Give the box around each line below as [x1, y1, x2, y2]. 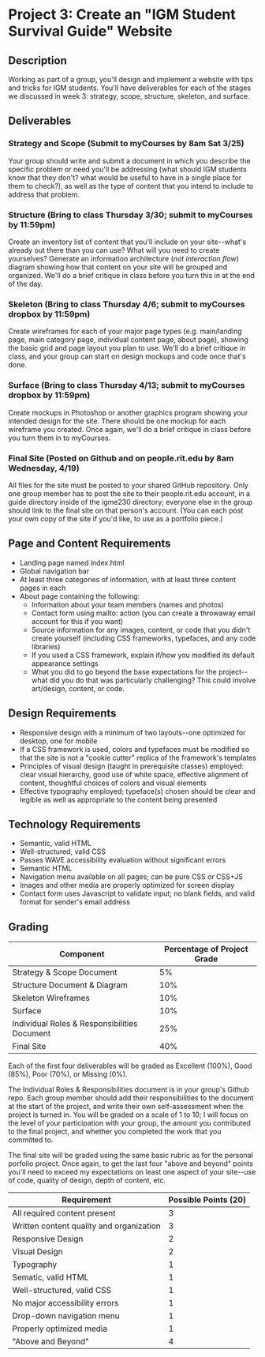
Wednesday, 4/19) [8, 462, 80, 473]
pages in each [19, 583, 66, 592]
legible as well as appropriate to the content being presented [19, 795, 218, 804]
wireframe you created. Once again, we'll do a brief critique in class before [8, 424, 252, 434]
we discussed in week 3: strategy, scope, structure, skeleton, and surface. [8, 92, 250, 100]
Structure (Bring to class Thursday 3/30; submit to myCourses [8, 209, 253, 220]
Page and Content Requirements [8, 537, 171, 551]
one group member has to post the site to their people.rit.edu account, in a [8, 488, 251, 498]
